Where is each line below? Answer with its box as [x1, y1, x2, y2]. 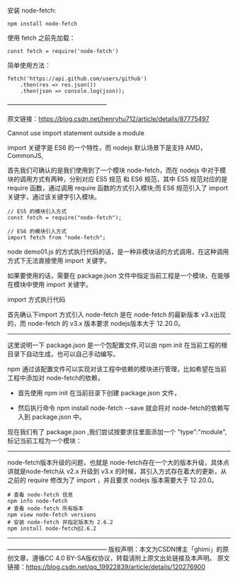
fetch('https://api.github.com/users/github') [7, 75, 147, 82]
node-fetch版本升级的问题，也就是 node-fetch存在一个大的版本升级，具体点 [7, 458, 229, 466]
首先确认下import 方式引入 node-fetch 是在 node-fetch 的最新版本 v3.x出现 [7, 310, 227, 319]
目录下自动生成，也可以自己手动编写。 [7, 350, 119, 358]
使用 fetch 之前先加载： [7, 34, 76, 42]
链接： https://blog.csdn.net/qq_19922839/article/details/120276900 [7, 562, 205, 571]
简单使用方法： [7, 61, 51, 69]
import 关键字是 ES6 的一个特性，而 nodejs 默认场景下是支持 [7, 144, 184, 152]
